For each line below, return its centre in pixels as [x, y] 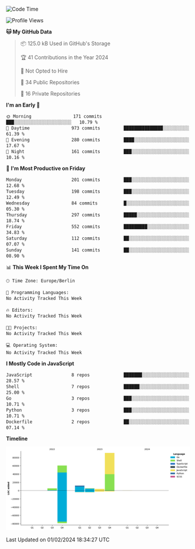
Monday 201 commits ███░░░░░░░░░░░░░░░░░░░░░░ [98, 180]
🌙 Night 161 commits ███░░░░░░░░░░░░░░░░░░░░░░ [98, 152]
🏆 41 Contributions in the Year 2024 [64, 57]
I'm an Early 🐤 [23, 105]
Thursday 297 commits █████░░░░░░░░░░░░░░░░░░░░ [98, 215]
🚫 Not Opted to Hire [44, 71]
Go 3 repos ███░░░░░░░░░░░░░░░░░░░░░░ [98, 398]
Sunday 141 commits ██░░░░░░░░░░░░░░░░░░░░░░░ [98, 250]
